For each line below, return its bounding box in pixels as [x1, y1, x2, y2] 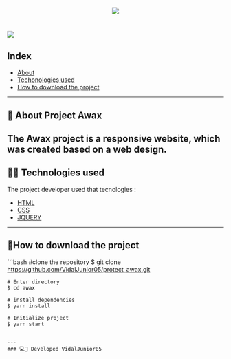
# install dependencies [7, 296, 76, 303]
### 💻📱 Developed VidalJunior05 [7, 345, 102, 352]
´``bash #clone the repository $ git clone [7, 258, 122, 266]
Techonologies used [16, 76, 75, 84]
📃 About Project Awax [7, 109, 102, 121]
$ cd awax [7, 284, 36, 292]
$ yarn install [7, 303, 51, 309]
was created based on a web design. [7, 143, 167, 155]
